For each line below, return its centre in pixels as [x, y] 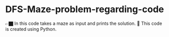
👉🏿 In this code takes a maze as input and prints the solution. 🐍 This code [84, 23]
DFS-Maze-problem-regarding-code [85, 9]
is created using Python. [31, 29]
